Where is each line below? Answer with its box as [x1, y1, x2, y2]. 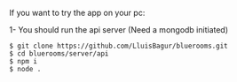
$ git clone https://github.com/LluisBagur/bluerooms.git [9, 41, 228, 50]
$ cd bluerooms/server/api [9, 49, 109, 58]
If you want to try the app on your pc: [9, 8, 146, 18]
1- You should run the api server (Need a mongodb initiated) [9, 25, 229, 34]
